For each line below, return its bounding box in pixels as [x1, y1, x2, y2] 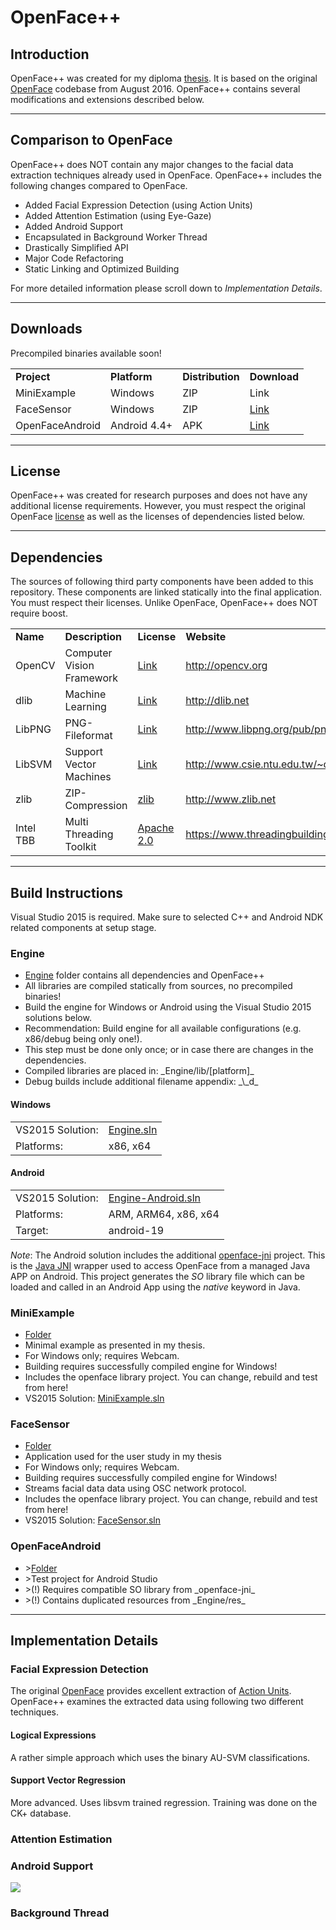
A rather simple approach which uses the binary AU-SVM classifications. [10, 1751, 311, 1763]
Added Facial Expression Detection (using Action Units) [24, 199, 253, 211]
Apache [137, 821, 175, 835]
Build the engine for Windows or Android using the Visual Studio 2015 [24, 1001, 312, 1013]
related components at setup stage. [10, 922, 157, 934]
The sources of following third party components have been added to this [10, 576, 314, 588]
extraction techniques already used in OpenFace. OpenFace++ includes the [10, 169, 322, 181]
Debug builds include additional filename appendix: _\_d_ [24, 1076, 259, 1088]
